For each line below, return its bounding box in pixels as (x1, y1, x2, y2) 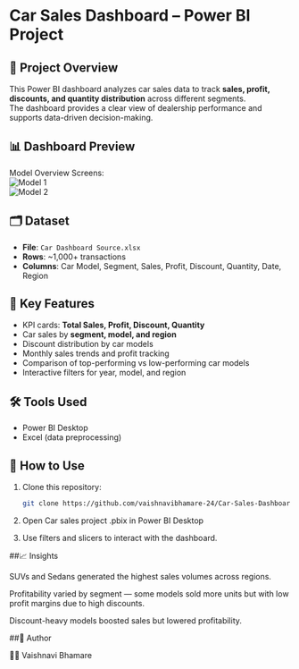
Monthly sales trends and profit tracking (21, 348, 170, 359)
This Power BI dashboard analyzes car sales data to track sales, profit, (9, 84, 270, 94)
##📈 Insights (9, 550, 59, 561)
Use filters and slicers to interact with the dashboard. (21, 532, 218, 543)
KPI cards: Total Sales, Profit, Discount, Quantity (21, 319, 205, 331)
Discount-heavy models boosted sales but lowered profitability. (9, 614, 243, 626)
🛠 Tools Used (9, 394, 87, 410)
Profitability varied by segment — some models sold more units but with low (9, 588, 289, 599)
